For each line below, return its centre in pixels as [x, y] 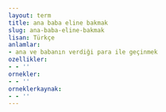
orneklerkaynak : [35, 89]
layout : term [30, 15]
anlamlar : [25, 45]
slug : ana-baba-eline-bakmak [56, 30]
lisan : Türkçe [32, 37]
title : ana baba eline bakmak [58, 23]
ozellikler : [28, 60]
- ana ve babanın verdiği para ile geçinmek [83, 52]
